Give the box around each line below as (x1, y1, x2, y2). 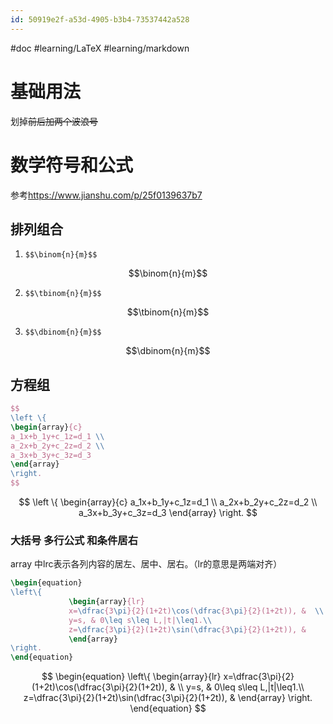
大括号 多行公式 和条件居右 (10, 533, 139, 547)
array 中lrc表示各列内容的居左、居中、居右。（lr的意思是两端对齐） (10, 558, 283, 570)
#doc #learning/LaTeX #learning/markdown (10, 42, 190, 54)
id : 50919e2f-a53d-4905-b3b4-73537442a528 (10, 14, 190, 25)
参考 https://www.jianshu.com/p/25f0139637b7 (10, 189, 203, 201)
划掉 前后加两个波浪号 (10, 115, 98, 127)
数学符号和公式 (10, 154, 134, 176)
